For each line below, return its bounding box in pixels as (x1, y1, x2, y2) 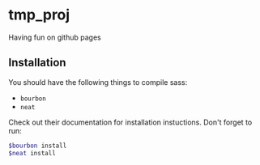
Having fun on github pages (8, 32, 101, 42)
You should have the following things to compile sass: (8, 77, 188, 87)
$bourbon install (8, 142, 67, 150)
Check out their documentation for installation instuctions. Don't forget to (8, 117, 253, 127)
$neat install (8, 149, 57, 157)
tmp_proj (8, 6, 70, 24)
